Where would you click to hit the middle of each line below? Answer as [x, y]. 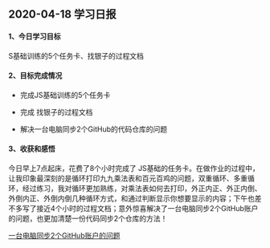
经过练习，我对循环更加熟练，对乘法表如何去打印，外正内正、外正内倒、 [142, 188]
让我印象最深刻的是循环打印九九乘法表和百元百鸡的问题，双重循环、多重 [128, 178]
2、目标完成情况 [35, 75]
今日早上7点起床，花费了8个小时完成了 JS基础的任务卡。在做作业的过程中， [134, 168]
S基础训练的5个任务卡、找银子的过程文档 [76, 55]
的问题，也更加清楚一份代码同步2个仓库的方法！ [88, 218]
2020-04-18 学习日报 [62, 14]
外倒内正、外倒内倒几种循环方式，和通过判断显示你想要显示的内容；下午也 [131, 198]
